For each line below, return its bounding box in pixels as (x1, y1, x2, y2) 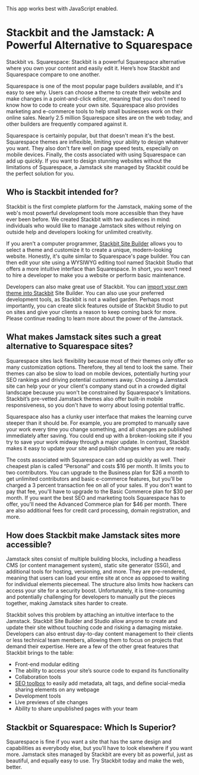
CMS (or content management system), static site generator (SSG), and (6, 562, 181, 569)
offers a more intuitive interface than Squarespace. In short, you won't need (6, 265, 192, 272)
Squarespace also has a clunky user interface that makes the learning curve (6, 413, 192, 420)
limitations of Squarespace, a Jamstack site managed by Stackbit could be (6, 163, 189, 170)
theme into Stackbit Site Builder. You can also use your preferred (6, 289, 165, 297)
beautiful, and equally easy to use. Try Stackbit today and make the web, (6, 757, 185, 764)
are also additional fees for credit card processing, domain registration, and (6, 506, 191, 514)
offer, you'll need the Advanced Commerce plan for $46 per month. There (6, 500, 187, 508)
